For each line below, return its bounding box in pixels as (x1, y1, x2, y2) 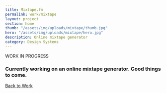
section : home (5, 21, 35, 26)
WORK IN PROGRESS (5, 53, 49, 59)
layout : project (5, 16, 39, 21)
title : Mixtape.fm (5, 7, 43, 12)
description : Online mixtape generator (5, 35, 88, 40)
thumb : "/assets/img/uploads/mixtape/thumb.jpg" (5, 26, 108, 31)
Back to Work (5, 83, 33, 89)
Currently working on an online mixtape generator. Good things (5, 65, 161, 72)
